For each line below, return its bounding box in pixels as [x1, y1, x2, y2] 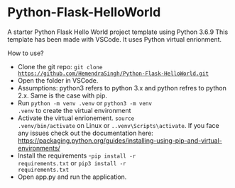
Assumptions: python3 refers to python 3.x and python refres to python [17, 83, 227, 92]
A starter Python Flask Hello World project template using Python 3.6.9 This [7, 28, 229, 36]
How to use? [7, 49, 44, 57]
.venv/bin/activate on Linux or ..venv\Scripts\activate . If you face [17, 121, 219, 129]
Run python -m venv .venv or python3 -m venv [17, 98, 153, 107]
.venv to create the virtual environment [17, 106, 131, 114]
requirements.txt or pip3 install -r [17, 158, 126, 167]
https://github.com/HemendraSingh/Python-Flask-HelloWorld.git [17, 70, 209, 77]
